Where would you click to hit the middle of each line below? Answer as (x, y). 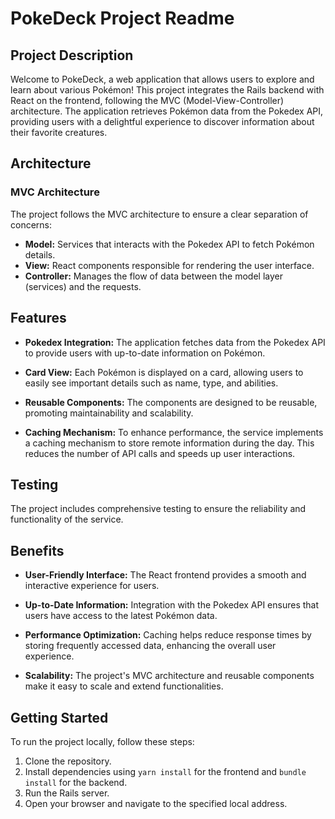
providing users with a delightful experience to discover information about (162, 121)
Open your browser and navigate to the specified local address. (156, 803)
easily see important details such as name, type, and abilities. (151, 383)
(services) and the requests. (83, 286)
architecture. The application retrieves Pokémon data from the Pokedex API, (167, 111)
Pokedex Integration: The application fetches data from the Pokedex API (175, 342)
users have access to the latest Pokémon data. (121, 616)
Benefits (37, 550)
